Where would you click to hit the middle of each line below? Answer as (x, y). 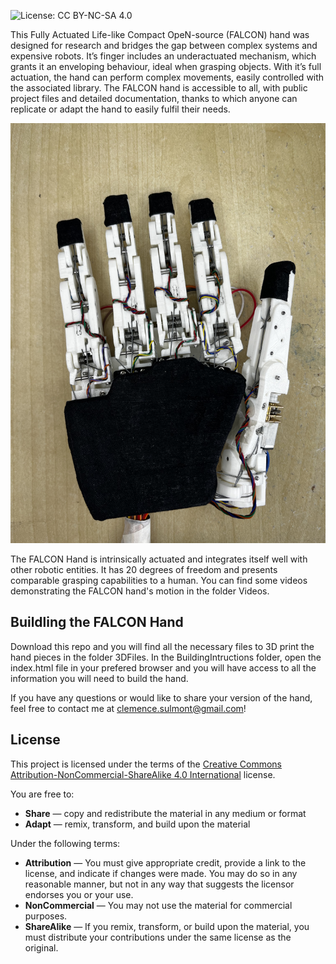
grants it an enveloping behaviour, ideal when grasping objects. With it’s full (166, 66)
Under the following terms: (65, 843)
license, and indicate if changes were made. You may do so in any (161, 873)
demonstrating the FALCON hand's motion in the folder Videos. (140, 591)
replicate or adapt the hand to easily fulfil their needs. (120, 109)
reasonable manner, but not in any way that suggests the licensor (159, 884)
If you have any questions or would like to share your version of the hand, (161, 697)
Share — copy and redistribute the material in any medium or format (165, 813)
